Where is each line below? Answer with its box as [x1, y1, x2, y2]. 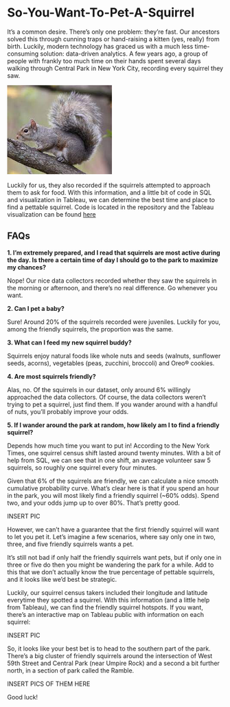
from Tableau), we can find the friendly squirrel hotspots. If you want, [7, 603, 204, 611]
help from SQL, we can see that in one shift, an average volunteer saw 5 [7, 456, 211, 464]
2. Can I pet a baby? [7, 304, 65, 312]
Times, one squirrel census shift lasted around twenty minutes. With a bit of [7, 448, 221, 457]
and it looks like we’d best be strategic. [7, 575, 117, 583]
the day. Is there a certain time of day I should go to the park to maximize [7, 256, 218, 264]
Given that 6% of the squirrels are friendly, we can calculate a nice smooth [7, 477, 218, 485]
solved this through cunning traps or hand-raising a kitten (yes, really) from [7, 34, 220, 43]
